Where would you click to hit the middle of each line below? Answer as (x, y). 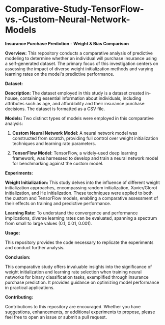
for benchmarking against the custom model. (58, 163)
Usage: (13, 233)
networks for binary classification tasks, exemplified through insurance (77, 277)
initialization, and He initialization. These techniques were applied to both (79, 193)
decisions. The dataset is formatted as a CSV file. (55, 109)
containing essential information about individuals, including (81, 98)
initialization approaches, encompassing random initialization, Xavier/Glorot (81, 187)
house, (12, 98)
